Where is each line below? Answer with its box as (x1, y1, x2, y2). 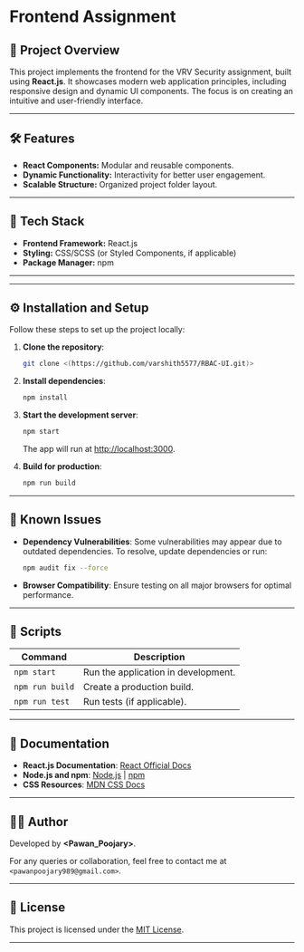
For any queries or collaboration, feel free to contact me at (9, 856, 227, 867)
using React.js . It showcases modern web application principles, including (9, 76, 287, 87)
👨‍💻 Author (9, 813, 69, 830)
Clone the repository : (22, 341, 105, 352)
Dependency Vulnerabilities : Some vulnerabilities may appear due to (22, 536, 282, 547)
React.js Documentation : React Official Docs (22, 760, 192, 771)
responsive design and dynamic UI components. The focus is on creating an (9, 86, 294, 96)
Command (21, 650, 68, 663)
